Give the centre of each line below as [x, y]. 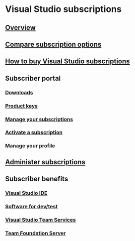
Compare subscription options [53, 44]
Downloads [19, 92]
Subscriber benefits [37, 179]
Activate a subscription [34, 132]
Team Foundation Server [35, 233]
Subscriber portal [33, 78]
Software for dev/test [32, 206]
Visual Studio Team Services [40, 220]
